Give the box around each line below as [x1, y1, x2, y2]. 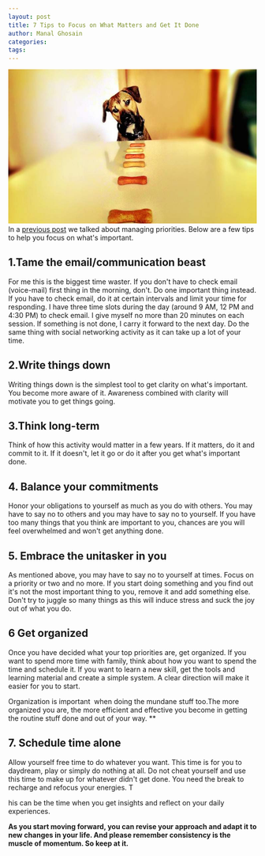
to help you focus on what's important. [8, 233, 134, 242]
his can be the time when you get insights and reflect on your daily [8, 797, 225, 807]
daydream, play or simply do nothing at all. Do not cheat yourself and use [8, 766, 246, 775]
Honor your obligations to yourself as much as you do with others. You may [8, 501, 253, 510]
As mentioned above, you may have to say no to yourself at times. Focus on [8, 570, 254, 579]
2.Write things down [8, 358, 110, 372]
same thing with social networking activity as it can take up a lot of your [8, 327, 241, 336]
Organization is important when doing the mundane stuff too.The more [8, 696, 239, 706]
